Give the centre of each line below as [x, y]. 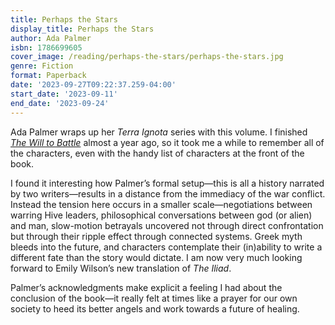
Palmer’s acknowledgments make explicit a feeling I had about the [146, 287]
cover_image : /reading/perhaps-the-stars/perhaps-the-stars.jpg [147, 57]
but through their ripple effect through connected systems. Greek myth [156, 236]
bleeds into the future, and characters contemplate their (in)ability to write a [166, 247]
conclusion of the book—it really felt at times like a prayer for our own [154, 298]
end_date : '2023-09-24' [60, 103]
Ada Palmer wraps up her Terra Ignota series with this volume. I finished [159, 132]
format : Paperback [48, 76]
